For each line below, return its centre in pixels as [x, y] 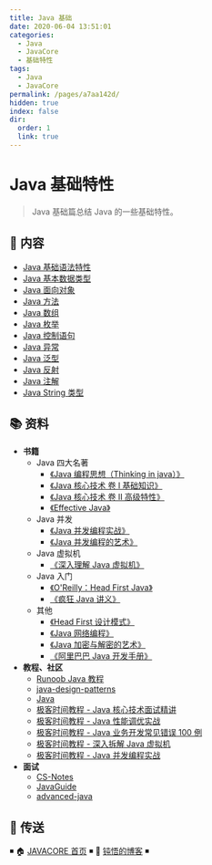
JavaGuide [56, 787]
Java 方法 [41, 301]
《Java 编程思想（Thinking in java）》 [117, 474]
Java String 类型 [53, 392]
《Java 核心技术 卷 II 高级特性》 [107, 497]
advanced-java [64, 797]
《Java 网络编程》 [82, 633]
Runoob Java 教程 [70, 679]
